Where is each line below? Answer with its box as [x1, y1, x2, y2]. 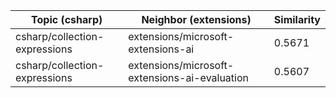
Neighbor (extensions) [141, 13, 252, 26]
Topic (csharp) [31, 13, 103, 26]
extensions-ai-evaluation [128, 71, 249, 84]
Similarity [273, 13, 321, 26]
